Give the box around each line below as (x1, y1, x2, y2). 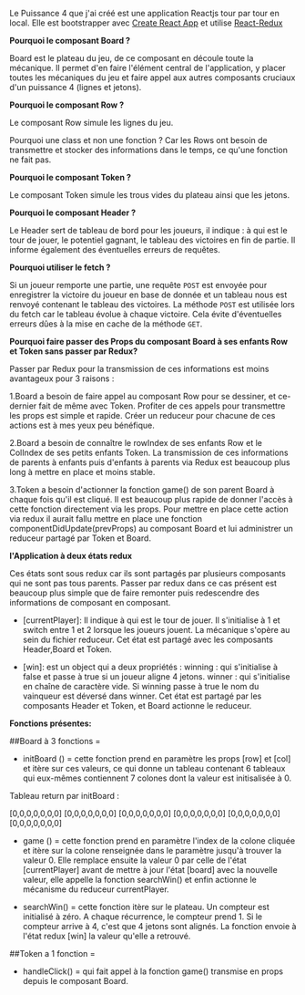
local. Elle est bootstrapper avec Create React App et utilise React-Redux (9, 17, 283, 28)
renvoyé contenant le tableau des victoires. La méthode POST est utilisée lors (9, 299, 296, 309)
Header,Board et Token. (22, 644, 112, 655)
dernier (9, 400, 37, 411)
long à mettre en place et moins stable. (9, 467, 156, 477)
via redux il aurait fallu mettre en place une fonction (9, 513, 203, 523)
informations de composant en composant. (9, 597, 171, 607)
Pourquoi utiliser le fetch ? (9, 262, 111, 273)
